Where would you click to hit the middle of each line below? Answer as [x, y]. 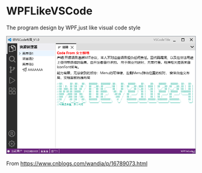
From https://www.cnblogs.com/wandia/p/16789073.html [77, 163]
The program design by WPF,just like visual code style [73, 28]
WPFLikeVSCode [50, 11]
